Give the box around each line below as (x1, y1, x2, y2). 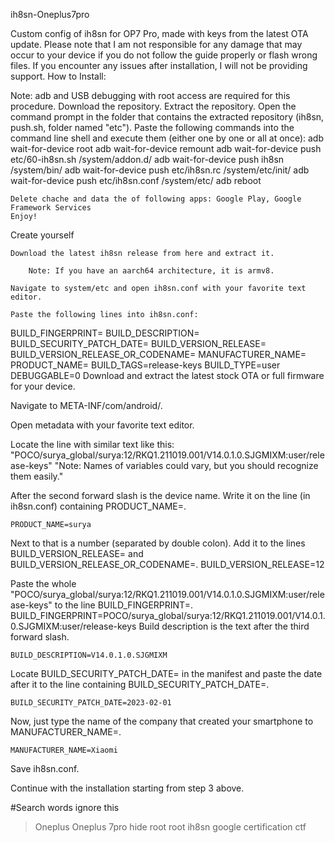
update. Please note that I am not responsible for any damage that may (10, 39, 303, 50)
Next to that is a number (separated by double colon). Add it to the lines (10, 537, 306, 549)
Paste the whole (10, 578, 77, 589)
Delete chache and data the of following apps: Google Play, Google (10, 194, 302, 204)
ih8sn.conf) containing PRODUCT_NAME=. (10, 500, 187, 512)
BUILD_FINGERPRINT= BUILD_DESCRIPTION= (10, 327, 200, 339)
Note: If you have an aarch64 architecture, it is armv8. (28, 266, 275, 276)
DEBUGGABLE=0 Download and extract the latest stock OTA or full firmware (10, 370, 325, 381)
